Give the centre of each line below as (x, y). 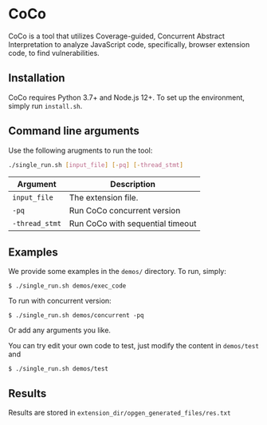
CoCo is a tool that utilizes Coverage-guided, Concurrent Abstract (117, 36)
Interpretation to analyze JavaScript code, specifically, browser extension (129, 44)
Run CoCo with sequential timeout (133, 224)
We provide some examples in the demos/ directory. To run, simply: (118, 272)
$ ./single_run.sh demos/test (59, 369)
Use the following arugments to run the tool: (80, 150)
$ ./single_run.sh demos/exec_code (67, 286)
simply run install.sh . (45, 105)
